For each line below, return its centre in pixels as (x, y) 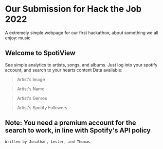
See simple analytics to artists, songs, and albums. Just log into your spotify (81, 65)
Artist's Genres (32, 98)
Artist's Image (31, 79)
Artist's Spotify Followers (42, 107)
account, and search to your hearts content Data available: (64, 70)
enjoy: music (18, 38)
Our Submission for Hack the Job (73, 9)
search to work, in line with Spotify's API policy (78, 130)
